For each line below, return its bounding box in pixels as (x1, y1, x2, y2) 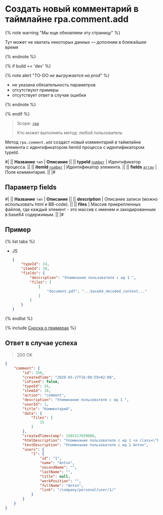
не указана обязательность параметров (12, 81, 96, 88)
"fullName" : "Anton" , (39, 483, 83, 488)
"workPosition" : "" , (39, 479, 81, 483)
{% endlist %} (5, 316, 33, 322)
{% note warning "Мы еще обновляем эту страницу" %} (5, 30, 120, 35)
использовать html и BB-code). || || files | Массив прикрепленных (5, 201, 141, 207)
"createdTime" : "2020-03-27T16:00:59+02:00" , (22, 375, 116, 380)
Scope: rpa (16, 120, 39, 126)
